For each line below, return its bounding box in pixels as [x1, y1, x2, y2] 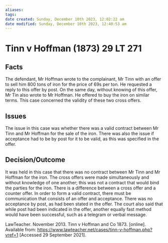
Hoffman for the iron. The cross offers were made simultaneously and [5, 174, 149, 180]
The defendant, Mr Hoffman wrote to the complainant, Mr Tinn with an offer [5, 76, 161, 82]
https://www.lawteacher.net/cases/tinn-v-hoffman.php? [37, 226, 153, 232]
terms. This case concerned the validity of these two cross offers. [5, 97, 141, 103]
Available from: [5, 226, 36, 232]
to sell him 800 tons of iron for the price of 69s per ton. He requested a [5, 81, 152, 88]
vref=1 [5, 231, 19, 238]
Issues [5, 112, 27, 120]
